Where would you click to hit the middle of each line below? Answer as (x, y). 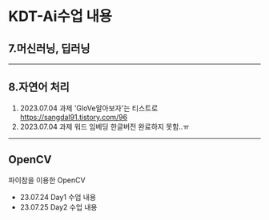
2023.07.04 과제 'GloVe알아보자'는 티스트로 (89, 108)
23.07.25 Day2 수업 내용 (58, 207)
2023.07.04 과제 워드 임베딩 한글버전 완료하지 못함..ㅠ (104, 126)
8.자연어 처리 (39, 88)
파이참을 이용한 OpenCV (47, 180)
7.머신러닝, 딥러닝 (49, 48)
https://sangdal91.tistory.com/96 (74, 117)
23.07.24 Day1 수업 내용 (58, 197)
